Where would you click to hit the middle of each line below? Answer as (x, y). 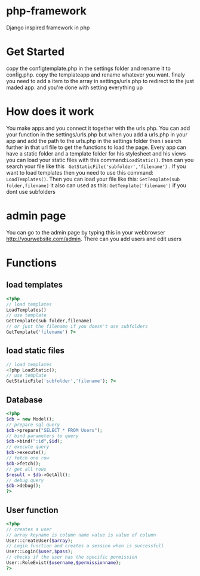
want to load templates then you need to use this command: (80, 172)
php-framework (46, 11)
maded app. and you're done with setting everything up (75, 87)
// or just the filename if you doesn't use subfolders (77, 327)
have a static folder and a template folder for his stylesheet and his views (96, 153)
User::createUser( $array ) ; (40, 540)
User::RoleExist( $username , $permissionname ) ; (64, 563)
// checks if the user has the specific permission (72, 557)
